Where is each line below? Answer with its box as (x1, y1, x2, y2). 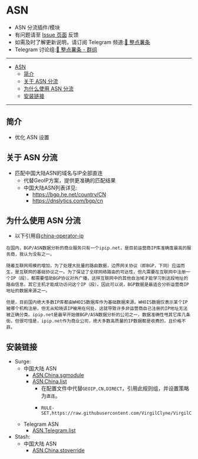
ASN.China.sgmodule (32, 372, 84, 379)
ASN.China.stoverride (32, 447, 85, 454)
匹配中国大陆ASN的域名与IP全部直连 (14, 169, 103, 176)
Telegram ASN (23, 421, 59, 428)
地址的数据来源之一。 (6, 288, 50, 294)
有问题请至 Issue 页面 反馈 (14, 31, 79, 38)
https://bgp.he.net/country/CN (32, 191, 107, 198)
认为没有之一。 (23, 251, 55, 257)
